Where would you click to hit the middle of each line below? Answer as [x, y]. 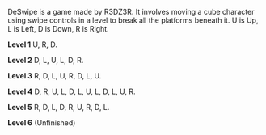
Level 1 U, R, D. [32, 44]
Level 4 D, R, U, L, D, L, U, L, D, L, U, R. [72, 91]
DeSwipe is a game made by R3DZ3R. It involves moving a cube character [131, 12]
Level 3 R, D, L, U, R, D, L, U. [55, 76]
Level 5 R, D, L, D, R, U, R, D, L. [59, 107]
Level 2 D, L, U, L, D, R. [46, 60]
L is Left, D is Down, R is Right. [59, 29]
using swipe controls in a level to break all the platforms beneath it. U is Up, [133, 20]
